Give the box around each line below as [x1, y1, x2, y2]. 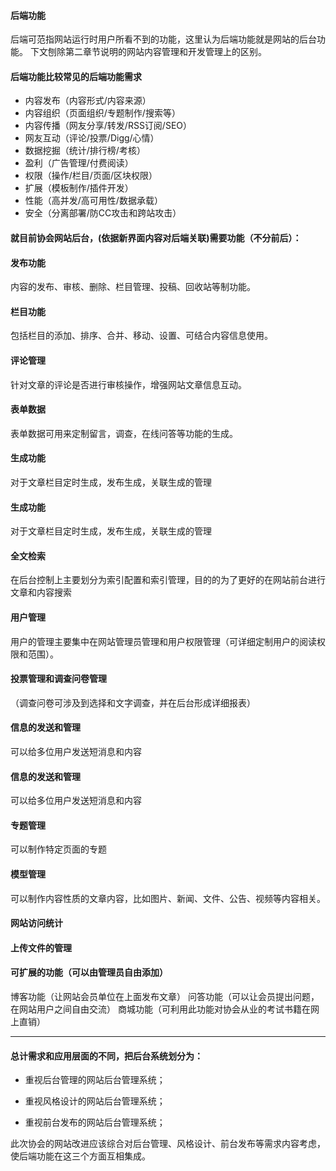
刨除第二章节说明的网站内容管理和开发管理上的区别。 [47, 46, 267, 58]
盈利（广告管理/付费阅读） [24, 157, 134, 169]
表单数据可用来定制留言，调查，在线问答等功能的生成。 [10, 427, 238, 439]
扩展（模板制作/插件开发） [24, 182, 134, 194]
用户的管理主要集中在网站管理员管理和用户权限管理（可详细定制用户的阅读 [10, 635, 317, 647]
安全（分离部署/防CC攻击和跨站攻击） [24, 207, 182, 219]
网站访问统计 [10, 917, 63, 929]
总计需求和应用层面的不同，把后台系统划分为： [10, 1050, 203, 1062]
